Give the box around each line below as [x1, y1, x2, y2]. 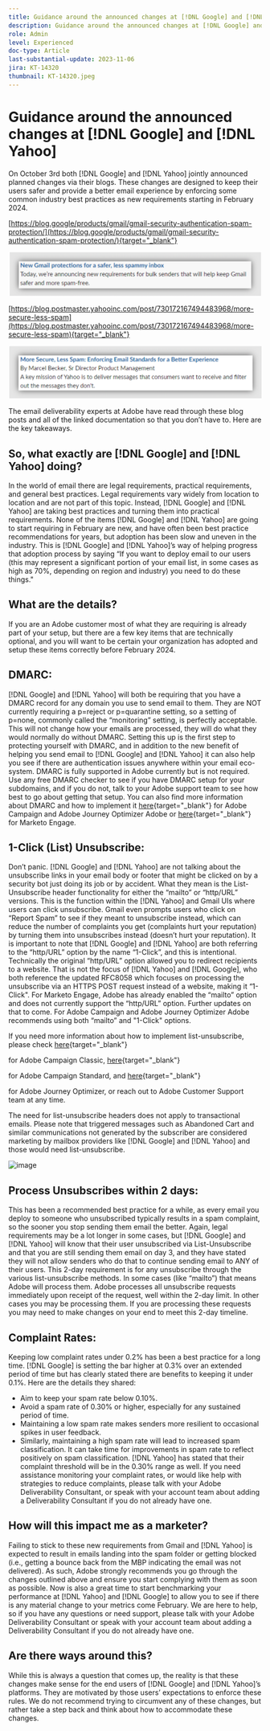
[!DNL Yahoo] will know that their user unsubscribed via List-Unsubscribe [8, 1239, 252, 1249]
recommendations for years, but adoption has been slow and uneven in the [8, 531, 257, 542]
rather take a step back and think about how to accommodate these [8, 1704, 233, 1714]
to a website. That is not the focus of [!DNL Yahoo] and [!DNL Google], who [8, 964, 258, 974]
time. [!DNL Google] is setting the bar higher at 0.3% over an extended [8, 1361, 243, 1370]
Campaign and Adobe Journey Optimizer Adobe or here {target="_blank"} [8, 808, 252, 819]
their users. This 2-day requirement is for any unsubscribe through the [8, 1265, 242, 1275]
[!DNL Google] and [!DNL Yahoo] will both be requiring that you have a [8, 690, 241, 699]
